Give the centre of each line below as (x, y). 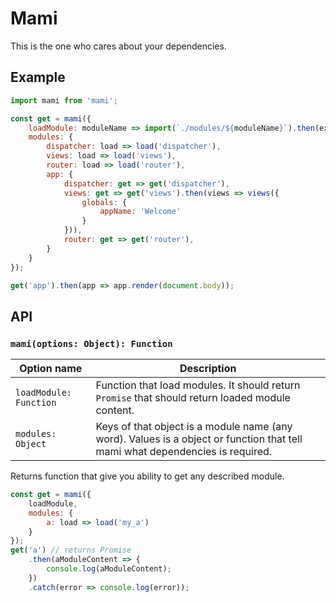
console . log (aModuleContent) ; (109, 569)
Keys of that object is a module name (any (194, 427)
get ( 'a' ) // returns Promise (71, 550)
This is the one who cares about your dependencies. (118, 46)
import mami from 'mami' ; (64, 100)
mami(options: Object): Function (91, 343)
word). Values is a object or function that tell (199, 439)
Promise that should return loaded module (193, 398)
